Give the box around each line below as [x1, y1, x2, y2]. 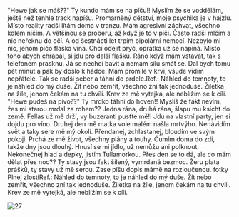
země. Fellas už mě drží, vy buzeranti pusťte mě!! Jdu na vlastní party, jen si [7, 112, 230, 121]
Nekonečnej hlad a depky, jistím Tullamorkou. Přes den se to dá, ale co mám [7, 150, 232, 158]
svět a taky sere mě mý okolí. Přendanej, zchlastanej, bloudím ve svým [7, 128, 215, 136]
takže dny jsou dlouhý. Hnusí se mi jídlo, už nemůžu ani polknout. [7, 143, 200, 151]
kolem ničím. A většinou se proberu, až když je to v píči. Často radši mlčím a [7, 29, 231, 37]
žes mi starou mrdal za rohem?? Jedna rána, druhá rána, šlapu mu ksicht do [7, 105, 230, 113]
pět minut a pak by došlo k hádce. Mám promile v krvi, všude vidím [7, 67, 205, 75]
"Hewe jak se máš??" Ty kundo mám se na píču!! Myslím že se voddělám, [7, 6, 223, 14]
